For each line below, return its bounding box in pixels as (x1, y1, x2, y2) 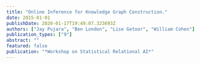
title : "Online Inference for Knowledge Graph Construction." (6, 9, 168, 15)
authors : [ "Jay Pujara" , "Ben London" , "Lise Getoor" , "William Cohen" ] (6, 26, 195, 32)
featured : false (6, 43, 48, 49)
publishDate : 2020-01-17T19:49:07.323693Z (6, 20, 116, 26)
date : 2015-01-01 (6, 15, 51, 21)
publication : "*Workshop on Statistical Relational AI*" (6, 49, 154, 55)
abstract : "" (6, 37, 40, 43)
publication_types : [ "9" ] (6, 32, 72, 38)
